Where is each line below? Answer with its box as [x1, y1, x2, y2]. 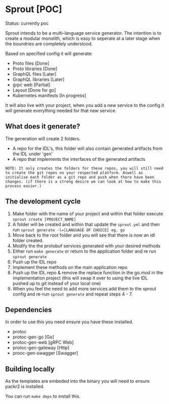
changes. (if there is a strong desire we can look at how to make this [5, 179, 161, 184]
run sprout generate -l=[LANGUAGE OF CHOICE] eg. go [12, 226, 125, 233]
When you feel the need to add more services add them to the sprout [12, 285, 156, 292]
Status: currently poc [5, 20, 49, 26]
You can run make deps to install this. [5, 393, 81, 399]
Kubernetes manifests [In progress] [12, 92, 87, 98]
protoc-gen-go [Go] [12, 334, 54, 340]
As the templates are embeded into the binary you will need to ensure [5, 378, 150, 384]
